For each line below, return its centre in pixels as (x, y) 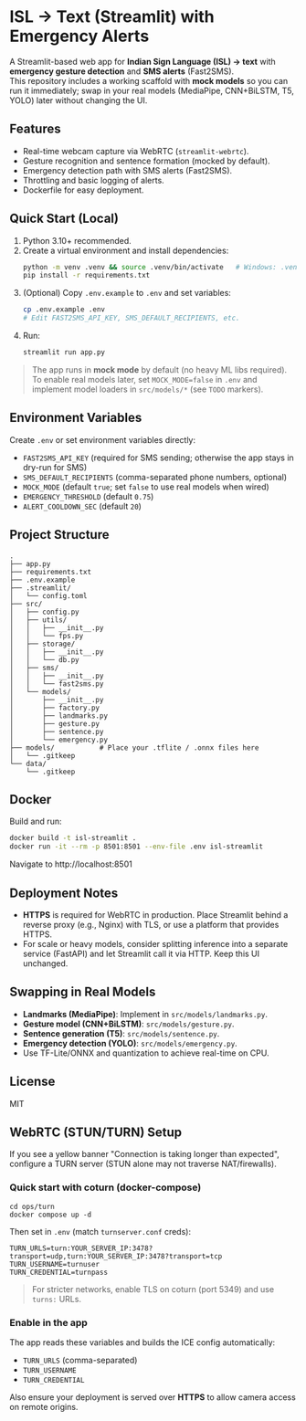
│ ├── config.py (44, 612)
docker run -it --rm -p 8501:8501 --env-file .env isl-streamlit (136, 847)
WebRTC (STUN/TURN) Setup (96, 1132)
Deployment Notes (64, 893)
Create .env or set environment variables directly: (103, 439)
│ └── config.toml (49, 595)
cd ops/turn (32, 1206)
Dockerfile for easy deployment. (83, 190)
